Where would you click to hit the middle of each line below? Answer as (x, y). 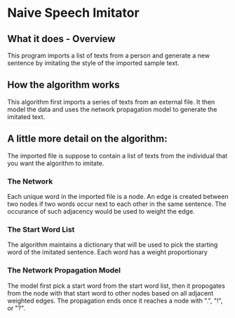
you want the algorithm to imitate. (56, 163)
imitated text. (26, 116)
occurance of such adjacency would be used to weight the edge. (101, 211)
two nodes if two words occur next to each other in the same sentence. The (117, 204)
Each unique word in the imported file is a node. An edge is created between (118, 196)
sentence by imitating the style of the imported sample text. (93, 63)
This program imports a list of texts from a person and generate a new (109, 55)
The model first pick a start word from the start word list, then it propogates (116, 286)
